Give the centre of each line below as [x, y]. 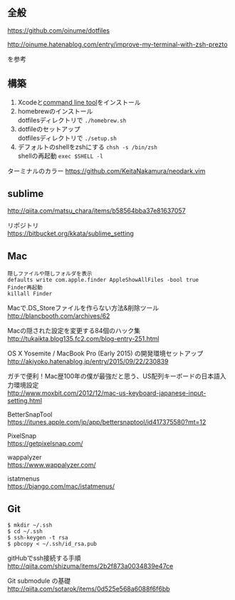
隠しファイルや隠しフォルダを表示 [50, 274]
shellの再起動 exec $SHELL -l [60, 156]
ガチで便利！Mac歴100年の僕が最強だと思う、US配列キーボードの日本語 [114, 376]
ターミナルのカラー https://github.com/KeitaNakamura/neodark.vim [106, 171]
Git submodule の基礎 [39, 581]
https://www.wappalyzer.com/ [52, 465]
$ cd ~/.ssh [25, 532]
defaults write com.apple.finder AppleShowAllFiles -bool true [103, 280]
